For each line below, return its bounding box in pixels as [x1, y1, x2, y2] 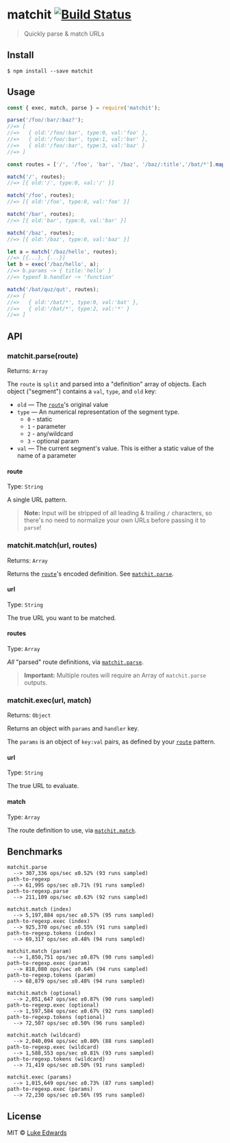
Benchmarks [7, 846, 63, 857]
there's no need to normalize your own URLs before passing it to [23, 516, 206, 524]
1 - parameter [27, 422, 66, 430]
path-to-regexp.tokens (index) [7, 930, 97, 937]
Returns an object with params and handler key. [7, 724, 139, 733]
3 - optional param [27, 437, 79, 445]
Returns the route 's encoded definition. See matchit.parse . [7, 569, 175, 578]
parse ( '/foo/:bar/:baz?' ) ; [7, 116, 84, 123]
